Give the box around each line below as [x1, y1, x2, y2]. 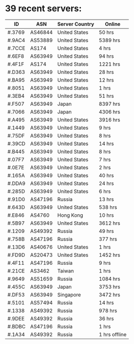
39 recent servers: [5, 3, 82, 14]
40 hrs [99, 172, 115, 179]
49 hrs [99, 228, 115, 234]
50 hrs [99, 29, 115, 36]
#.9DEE [7, 315, 25, 322]
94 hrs [99, 52, 115, 59]
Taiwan [57, 267, 74, 274]
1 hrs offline [99, 331, 127, 338]
